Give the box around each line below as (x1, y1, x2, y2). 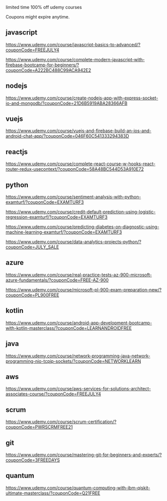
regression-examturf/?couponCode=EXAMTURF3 (5, 214, 108, 220)
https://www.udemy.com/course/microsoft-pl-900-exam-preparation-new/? (5, 286, 162, 292)
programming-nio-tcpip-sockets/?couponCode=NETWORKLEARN (5, 358, 141, 364)
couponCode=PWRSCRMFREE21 (5, 424, 73, 430)
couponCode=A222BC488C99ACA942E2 (5, 67, 91, 73)
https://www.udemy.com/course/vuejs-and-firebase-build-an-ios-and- (5, 128, 152, 134)
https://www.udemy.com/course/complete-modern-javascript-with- (5, 56, 145, 62)
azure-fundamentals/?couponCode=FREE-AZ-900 (5, 277, 109, 283)
